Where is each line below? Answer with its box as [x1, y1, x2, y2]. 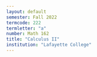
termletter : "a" [6, 25, 46, 31]
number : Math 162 [6, 31, 49, 37]
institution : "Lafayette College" [6, 42, 92, 48]
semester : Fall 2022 [6, 14, 58, 20]
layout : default [6, 8, 46, 15]
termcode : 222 [6, 20, 42, 26]
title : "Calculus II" [6, 36, 60, 42]
